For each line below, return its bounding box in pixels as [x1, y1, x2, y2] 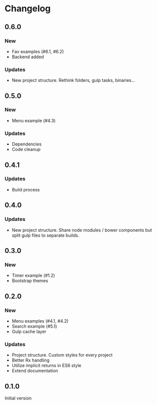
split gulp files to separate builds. [11, 232, 79, 238]
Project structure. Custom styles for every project [11, 352, 113, 358]
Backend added [11, 54, 44, 60]
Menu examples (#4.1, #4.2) [11, 318, 69, 324]
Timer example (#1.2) [11, 272, 55, 279]
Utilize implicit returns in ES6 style [11, 363, 82, 368]
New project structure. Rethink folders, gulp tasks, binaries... [11, 77, 135, 83]
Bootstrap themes [11, 278, 48, 284]
